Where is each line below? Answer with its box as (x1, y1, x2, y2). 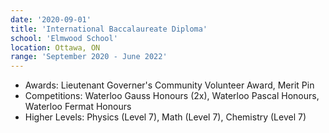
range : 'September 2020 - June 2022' (10, 52, 168, 62)
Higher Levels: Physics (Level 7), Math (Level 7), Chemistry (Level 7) (24, 111, 307, 123)
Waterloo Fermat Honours (24, 101, 132, 113)
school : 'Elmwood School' (10, 33, 118, 43)
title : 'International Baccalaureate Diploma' (10, 24, 208, 34)
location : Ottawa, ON (10, 42, 101, 53)
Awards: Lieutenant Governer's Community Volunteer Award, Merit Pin (24, 79, 315, 91)
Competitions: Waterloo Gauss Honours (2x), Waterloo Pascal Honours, (24, 90, 320, 102)
